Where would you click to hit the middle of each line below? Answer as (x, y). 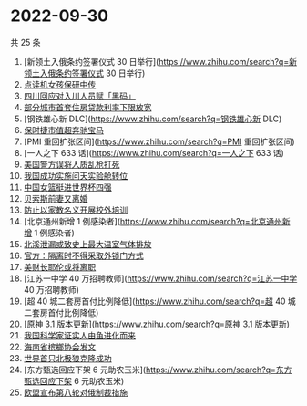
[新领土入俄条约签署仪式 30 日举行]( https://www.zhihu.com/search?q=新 (160, 61)
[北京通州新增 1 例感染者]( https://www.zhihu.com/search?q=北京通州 (153, 221)
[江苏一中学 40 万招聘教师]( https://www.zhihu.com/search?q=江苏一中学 (160, 278)
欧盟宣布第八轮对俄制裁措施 (76, 392)
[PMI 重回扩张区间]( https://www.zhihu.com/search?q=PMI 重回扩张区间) (159, 141)
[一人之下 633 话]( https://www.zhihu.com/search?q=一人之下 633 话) (154, 152)
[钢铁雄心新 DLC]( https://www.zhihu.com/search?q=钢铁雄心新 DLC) (153, 119)
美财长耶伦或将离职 (60, 266)
